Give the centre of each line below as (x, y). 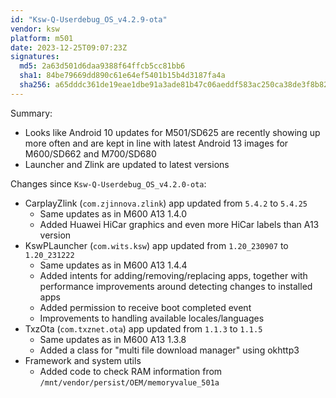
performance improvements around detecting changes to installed (176, 286)
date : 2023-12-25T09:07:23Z (69, 47)
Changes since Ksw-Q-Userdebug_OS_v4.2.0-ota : (108, 183)
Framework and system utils (83, 360)
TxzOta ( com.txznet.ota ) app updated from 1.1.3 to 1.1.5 (143, 328)
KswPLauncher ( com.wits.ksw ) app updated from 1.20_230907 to (156, 245)
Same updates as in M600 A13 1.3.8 (113, 339)
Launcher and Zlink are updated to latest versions (127, 164)
